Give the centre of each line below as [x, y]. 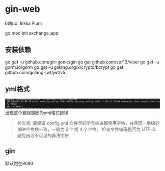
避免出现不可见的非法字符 [43, 135]
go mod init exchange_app [32, 33]
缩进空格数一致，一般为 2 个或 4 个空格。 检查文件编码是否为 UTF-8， [88, 129]
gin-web [23, 9]
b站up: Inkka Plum [24, 23]
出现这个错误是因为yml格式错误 [37, 113]
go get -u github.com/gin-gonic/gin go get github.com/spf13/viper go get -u [82, 62]
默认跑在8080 [19, 164]
